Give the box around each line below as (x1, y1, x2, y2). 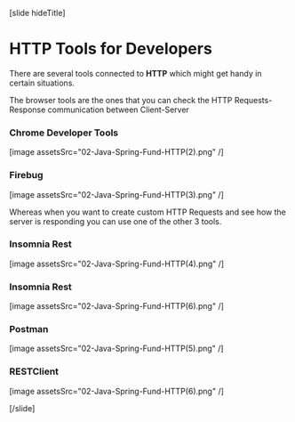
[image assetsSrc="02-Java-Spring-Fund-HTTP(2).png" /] (9, 147, 224, 158)
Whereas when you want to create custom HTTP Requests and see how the (9, 207, 287, 217)
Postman (9, 323, 49, 336)
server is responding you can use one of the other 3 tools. (9, 215, 222, 226)
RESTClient (9, 365, 60, 377)
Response (9, 104, 46, 115)
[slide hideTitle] (9, 8, 66, 18)
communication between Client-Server (47, 104, 189, 115)
